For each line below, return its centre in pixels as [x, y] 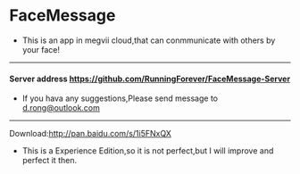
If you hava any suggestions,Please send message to [120, 98]
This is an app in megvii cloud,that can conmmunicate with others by [149, 40]
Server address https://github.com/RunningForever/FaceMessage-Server [150, 79]
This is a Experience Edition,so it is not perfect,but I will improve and [148, 151]
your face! [41, 49]
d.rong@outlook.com [61, 108]
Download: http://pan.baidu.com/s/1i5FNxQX [90, 134]
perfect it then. [50, 161]
